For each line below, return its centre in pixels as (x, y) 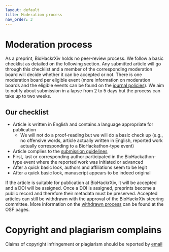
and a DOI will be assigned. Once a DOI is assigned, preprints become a (80, 188)
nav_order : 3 (19, 19)
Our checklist (27, 112)
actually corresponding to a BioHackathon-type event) (77, 146)
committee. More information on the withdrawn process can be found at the (84, 204)
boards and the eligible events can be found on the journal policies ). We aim (85, 85)
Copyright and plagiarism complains (83, 230)
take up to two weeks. (28, 96)
